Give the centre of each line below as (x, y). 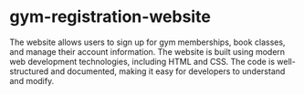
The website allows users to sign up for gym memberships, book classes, (147, 42)
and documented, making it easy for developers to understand (168, 71)
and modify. (32, 80)
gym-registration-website (110, 17)
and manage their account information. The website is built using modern (147, 51)
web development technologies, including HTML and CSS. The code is (142, 61)
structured (29, 71)
